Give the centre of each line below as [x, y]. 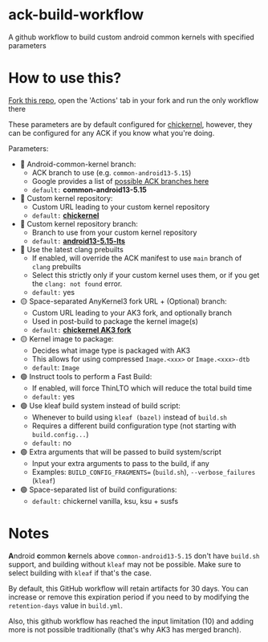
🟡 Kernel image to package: [67, 338]
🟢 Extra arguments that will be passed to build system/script [121, 452]
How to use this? [65, 78]
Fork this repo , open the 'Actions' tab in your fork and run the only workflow [134, 100]
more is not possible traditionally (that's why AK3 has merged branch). [125, 629]
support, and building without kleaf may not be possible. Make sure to [125, 564]
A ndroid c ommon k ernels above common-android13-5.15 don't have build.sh [134, 555]
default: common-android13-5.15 [89, 190]
